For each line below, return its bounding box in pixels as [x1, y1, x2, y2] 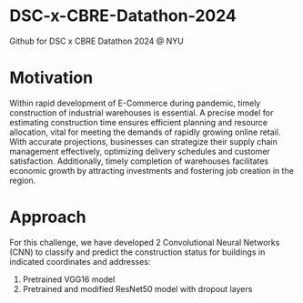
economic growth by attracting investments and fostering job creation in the [9, 165, 294, 176]
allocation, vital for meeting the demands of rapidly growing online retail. [9, 126, 281, 137]
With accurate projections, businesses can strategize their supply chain [9, 136, 278, 146]
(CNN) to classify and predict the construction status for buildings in [9, 247, 266, 258]
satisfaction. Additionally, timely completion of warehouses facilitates [9, 156, 269, 167]
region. [9, 175, 36, 186]
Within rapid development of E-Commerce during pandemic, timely [9, 97, 261, 108]
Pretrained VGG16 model [22, 274, 116, 285]
